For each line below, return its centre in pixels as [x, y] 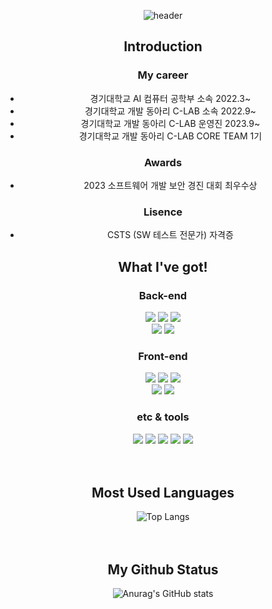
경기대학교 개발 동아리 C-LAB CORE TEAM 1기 [170, 136]
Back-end [163, 295]
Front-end [163, 356]
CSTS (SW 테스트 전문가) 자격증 [170, 235]
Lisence [163, 212]
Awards [163, 162]
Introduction [163, 46]
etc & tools [163, 417]
